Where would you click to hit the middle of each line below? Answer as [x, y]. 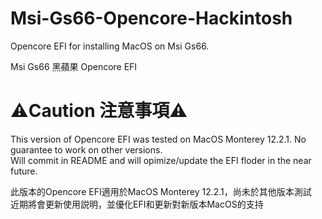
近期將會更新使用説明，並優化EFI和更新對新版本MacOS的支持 [137, 204]
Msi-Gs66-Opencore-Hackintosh [151, 18]
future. [24, 171]
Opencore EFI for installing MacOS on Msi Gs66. [110, 46]
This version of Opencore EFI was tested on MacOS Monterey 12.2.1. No [158, 139]
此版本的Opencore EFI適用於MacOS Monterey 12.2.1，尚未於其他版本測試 [161, 191]
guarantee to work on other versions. [86, 149]
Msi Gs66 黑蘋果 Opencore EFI [74, 66]
